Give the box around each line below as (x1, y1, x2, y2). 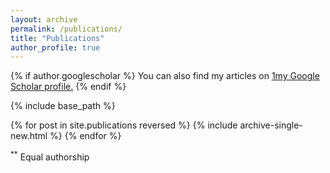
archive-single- (239, 119, 303, 131)
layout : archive (10, 14, 78, 25)
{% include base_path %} (10, 100, 116, 112)
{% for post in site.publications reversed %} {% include (10, 119, 238, 131)
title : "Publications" (10, 33, 105, 43)
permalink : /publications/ (10, 24, 123, 34)
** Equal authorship (10, 149, 90, 163)
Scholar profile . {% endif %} (10, 81, 127, 93)
